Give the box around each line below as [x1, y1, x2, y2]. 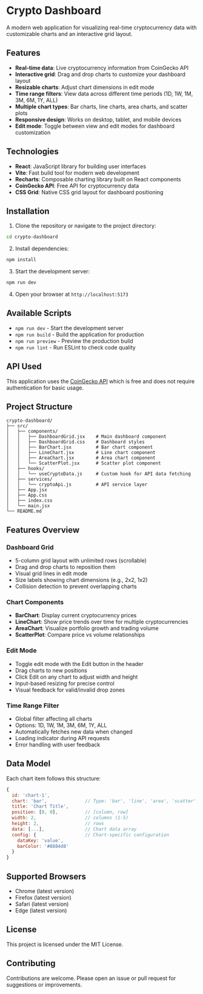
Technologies [6, 147, 59, 157]
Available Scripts [6, 308, 72, 318]
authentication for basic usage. [6, 384, 84, 391]
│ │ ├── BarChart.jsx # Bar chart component [6, 444, 153, 450]
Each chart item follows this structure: [6, 774, 101, 782]
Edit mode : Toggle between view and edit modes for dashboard [15, 122, 175, 130]
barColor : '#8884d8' [17, 843, 69, 849]
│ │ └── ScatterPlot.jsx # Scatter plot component [6, 460, 162, 466]
